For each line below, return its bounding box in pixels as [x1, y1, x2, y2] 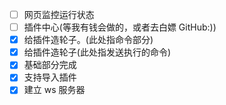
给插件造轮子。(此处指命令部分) [23, 34, 154, 46]
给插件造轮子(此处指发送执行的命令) [23, 46, 171, 58]
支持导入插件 [23, 71, 77, 83]
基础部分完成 [23, 59, 77, 71]
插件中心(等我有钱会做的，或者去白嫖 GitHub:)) [23, 21, 217, 33]
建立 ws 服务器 [23, 84, 86, 96]
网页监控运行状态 [23, 9, 95, 20]
